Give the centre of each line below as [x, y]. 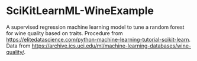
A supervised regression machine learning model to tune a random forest [95, 27]
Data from [18, 46]
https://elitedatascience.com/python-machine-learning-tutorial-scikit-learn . [98, 39]
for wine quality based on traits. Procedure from [64, 33]
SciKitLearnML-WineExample [80, 11]
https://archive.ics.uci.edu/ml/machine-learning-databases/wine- [111, 46]
